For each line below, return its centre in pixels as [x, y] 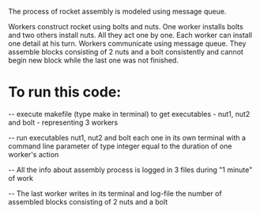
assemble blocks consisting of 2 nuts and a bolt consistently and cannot [126, 52]
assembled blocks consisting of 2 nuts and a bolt [88, 201]
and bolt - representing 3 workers [63, 122]
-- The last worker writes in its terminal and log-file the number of [115, 193]
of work [21, 178]
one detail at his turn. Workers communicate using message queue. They [127, 43]
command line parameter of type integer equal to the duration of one [120, 146]
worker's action [34, 154]
